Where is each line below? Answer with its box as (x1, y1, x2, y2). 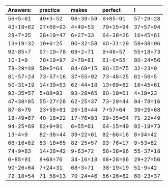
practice (39, 7, 60, 13)
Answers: (8, 7, 32, 13)
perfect (102, 7, 121, 13)
